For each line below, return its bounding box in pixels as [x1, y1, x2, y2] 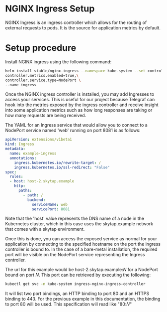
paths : [18, 188, 32, 193]
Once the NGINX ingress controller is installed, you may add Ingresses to [5, 91, 155, 97]
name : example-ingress [9, 151, 57, 156]
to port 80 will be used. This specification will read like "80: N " [5, 301, 132, 307]
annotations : [9, 156, 37, 160]
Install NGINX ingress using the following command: [5, 58, 112, 65]
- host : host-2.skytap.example [9, 179, 75, 184]
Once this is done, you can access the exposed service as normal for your [5, 236, 158, 242]
